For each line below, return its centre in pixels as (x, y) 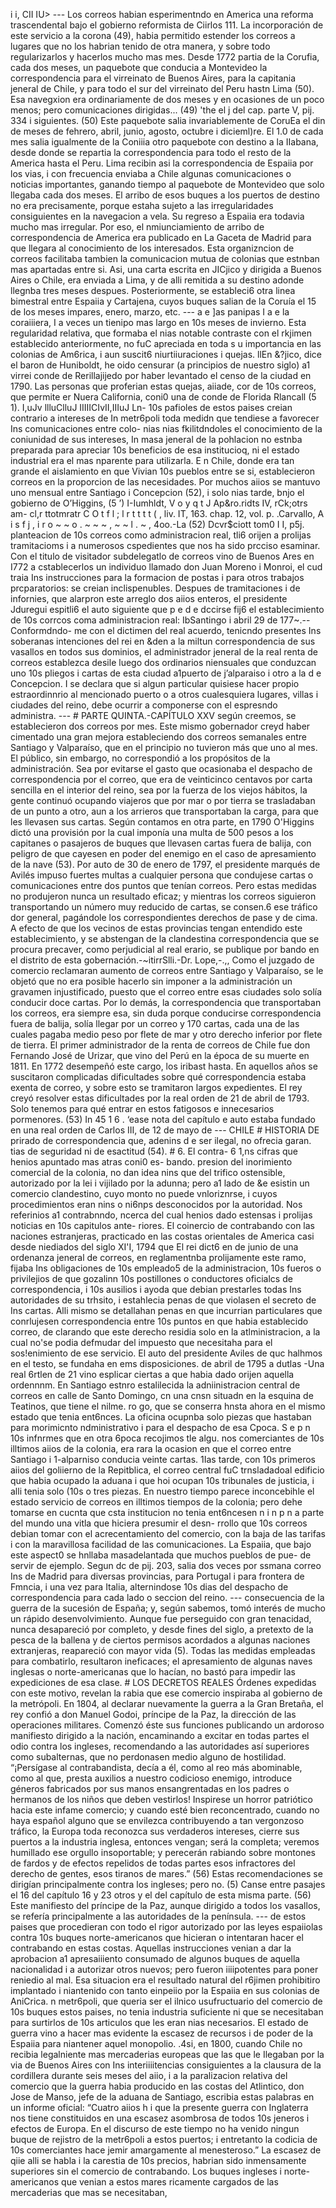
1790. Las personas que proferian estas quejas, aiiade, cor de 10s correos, (163, 386)
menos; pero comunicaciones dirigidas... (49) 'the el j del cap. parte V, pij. (162, 110)
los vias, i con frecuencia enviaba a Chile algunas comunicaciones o (151, 173)
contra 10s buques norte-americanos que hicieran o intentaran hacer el (157, 1937)
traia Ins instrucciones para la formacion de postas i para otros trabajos (157, 577)
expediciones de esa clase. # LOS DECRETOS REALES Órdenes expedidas (163, 1682)
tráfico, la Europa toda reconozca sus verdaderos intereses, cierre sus (155, 1831)
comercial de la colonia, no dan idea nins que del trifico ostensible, (148, 1172)
